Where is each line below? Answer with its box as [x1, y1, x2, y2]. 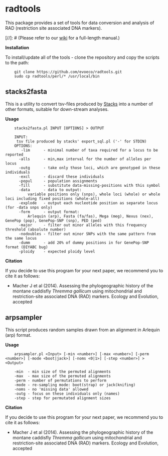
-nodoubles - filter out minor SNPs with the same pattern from [18, 231, 156, 237]
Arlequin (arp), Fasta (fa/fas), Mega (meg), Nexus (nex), [27, 213, 154, 219]
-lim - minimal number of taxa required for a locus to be [21, 147, 158, 153]
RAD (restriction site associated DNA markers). [5, 25, 102, 31]
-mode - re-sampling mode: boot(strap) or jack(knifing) [14, 382, 136, 388]
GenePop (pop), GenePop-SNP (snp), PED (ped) [5, 218, 102, 223]
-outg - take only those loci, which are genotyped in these [18, 165, 160, 170]
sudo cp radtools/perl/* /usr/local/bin [14, 73, 100, 79]
